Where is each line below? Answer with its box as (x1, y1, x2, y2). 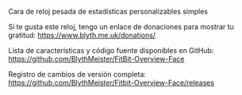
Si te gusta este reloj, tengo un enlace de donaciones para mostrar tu (8, 22, 234, 31)
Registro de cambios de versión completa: (8, 70, 147, 78)
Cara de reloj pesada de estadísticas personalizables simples (8, 7, 209, 16)
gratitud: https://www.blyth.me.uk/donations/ (8, 31, 156, 40)
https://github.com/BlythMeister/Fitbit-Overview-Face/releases (8, 78, 215, 87)
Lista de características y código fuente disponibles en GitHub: (8, 46, 214, 55)
